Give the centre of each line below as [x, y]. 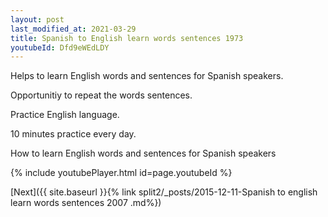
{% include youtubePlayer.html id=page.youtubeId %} [121, 173]
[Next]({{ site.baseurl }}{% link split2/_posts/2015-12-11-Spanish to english [164, 192]
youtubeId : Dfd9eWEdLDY [60, 47]
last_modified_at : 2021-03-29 [73, 29]
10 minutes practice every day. [73, 134]
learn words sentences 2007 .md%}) [86, 203]
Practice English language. [65, 115]
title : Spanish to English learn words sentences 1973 [127, 38]
